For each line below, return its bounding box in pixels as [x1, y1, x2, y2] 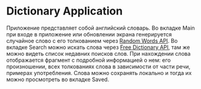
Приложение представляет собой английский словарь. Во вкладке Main [6, 24, 195, 31]
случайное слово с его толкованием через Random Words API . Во [6, 37, 178, 44]
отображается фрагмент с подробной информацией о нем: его [6, 56, 171, 64]
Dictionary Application [6, 4, 123, 18]
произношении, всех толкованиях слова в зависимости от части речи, [6, 62, 191, 70]
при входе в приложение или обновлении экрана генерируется [6, 30, 172, 38]
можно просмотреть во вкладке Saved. [6, 76, 110, 83]
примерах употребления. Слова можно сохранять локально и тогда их [6, 69, 192, 76]
